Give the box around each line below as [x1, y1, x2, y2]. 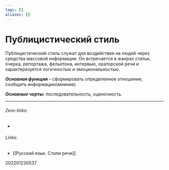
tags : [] [5, 7, 24, 13]
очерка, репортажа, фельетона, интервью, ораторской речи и [5, 61, 139, 67]
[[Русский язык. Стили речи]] [12, 150, 76, 156]
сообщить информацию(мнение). [5, 81, 77, 88]
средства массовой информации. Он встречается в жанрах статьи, [5, 56, 151, 62]
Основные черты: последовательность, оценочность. [5, 91, 123, 97]
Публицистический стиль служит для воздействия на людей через [5, 50, 150, 56]
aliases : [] [5, 12, 30, 17]
